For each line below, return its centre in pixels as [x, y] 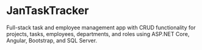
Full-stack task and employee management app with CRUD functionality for [101, 27]
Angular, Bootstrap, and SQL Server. [52, 40]
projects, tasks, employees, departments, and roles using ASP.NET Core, [98, 34]
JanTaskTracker [48, 11]
